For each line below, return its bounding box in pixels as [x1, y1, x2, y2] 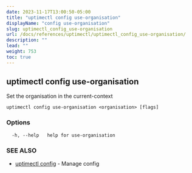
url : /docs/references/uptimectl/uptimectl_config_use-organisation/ [6, 32, 187, 38]
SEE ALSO [6, 146, 37, 155]
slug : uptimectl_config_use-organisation [6, 25, 113, 32]
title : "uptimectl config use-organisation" [6, 15, 121, 21]
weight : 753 [6, 49, 36, 55]
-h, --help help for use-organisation [12, 132, 115, 138]
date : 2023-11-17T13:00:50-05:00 [6, 8, 91, 15]
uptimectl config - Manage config [15, 160, 100, 168]
